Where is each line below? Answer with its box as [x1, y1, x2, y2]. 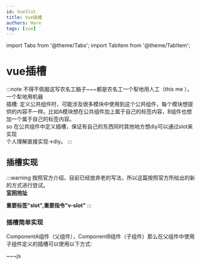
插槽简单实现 [6, 218, 44, 226]
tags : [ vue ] [6, 25, 36, 32]
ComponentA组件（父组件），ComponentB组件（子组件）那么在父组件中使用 [6, 233, 195, 240]
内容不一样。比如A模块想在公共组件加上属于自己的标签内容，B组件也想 [16, 108, 192, 115]
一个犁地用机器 [6, 93, 43, 100]
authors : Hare [6, 20, 42, 26]
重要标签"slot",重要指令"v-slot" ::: [6, 202, 92, 209]
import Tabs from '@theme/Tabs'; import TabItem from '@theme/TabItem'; [6, 42, 191, 49]
